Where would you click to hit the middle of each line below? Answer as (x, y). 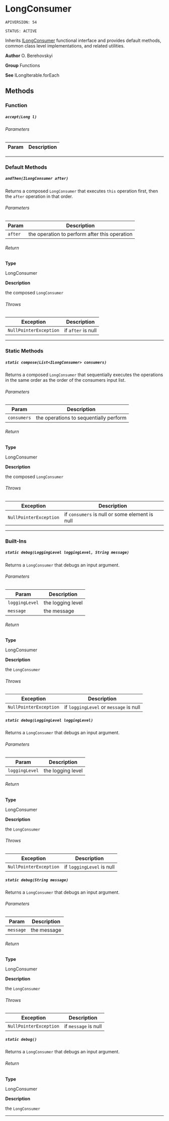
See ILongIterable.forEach (32, 75)
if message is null (83, 1027)
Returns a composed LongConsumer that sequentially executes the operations (84, 375)
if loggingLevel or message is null (102, 707)
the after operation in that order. (39, 196)
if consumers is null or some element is (109, 514)
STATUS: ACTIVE (21, 31)
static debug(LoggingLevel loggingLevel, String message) (67, 553)
